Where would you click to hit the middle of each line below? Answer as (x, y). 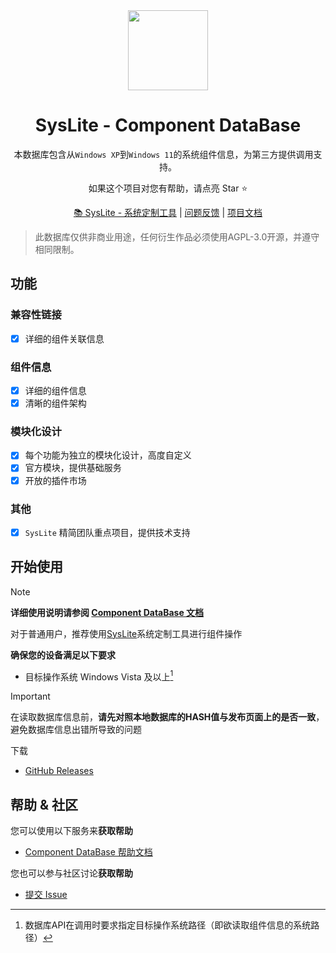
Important (30, 696)
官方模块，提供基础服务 (73, 468)
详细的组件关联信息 (64, 338)
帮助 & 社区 (44, 804)
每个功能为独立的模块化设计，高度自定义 (108, 455)
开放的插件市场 (55, 480)
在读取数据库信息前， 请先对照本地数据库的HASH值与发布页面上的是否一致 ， (167, 717)
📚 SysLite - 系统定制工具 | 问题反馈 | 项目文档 (168, 212)
